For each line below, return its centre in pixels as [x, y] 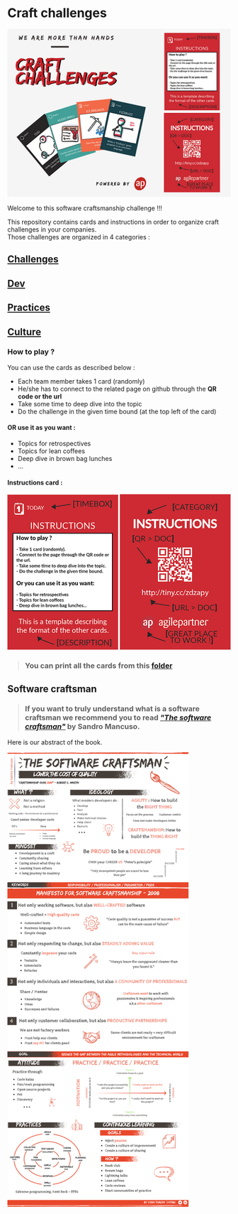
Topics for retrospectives [54, 443]
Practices [29, 308]
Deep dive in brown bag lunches [65, 459]
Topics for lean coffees [51, 451]
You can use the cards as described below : [71, 367]
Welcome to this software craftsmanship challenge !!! [85, 208]
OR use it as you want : [41, 428]
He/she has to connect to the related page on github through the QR [117, 389]
